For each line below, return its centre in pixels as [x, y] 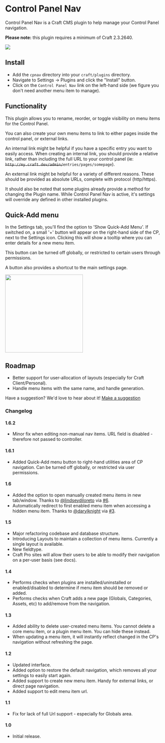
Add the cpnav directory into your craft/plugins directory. [72, 74]
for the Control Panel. [27, 123]
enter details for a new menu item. [40, 243]
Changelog [19, 411]
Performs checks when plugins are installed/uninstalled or [72, 583]
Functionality [26, 106]
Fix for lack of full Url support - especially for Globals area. [72, 714]
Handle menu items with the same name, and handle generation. [78, 388]
